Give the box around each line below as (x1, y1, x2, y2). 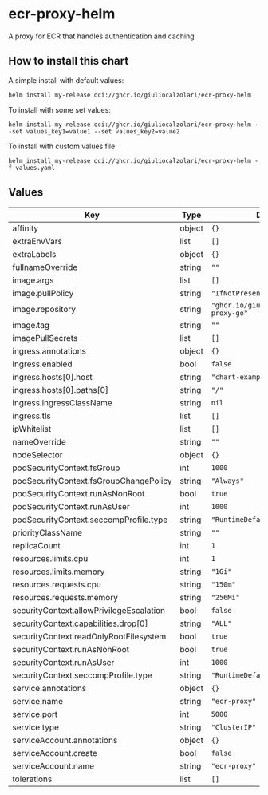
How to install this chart (8, 54, 129, 68)
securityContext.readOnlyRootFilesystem (12, 631, 167, 642)
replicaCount (12, 540, 61, 551)
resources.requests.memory (12, 591, 118, 603)
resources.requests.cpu (12, 579, 101, 590)
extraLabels (12, 248, 57, 259)
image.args (12, 275, 54, 286)
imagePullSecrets (12, 332, 78, 343)
